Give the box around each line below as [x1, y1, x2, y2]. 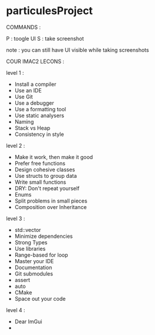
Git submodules [14, 270, 53, 277]
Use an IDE [14, 87, 42, 94]
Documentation [14, 264, 52, 271]
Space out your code [14, 295, 66, 302]
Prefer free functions [14, 160, 66, 167]
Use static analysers [14, 112, 65, 119]
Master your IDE [14, 257, 54, 264]
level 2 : [6, 142, 25, 149]
